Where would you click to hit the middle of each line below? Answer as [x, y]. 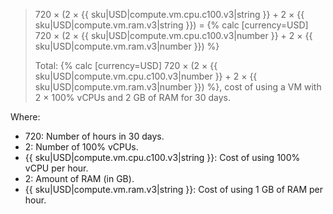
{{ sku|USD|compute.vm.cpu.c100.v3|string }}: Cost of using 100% [162, 157]
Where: [25, 117]
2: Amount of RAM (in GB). [79, 178]
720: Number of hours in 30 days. [94, 136]
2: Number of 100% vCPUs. [81, 147]
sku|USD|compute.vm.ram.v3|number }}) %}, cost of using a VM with [178, 87]
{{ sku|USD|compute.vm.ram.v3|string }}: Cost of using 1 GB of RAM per [174, 189]
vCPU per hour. [56, 168]
